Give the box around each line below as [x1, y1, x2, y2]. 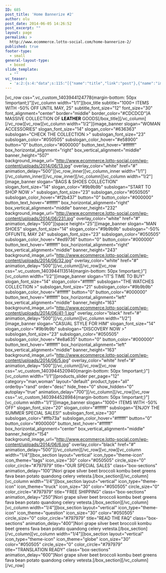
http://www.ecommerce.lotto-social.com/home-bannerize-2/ [9, 40, 132, 45]
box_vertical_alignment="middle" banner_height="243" [5, 247, 118, 253]
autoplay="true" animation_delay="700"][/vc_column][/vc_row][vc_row [5, 389, 150, 395]
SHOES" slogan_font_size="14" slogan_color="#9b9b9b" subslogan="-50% [5, 226, 160, 232]
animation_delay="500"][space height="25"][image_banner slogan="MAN [5, 221, 157, 227]
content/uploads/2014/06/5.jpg [5, 357, 69, 363]
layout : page [5, 30, 32, 35]
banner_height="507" [5, 152, 49, 158]
